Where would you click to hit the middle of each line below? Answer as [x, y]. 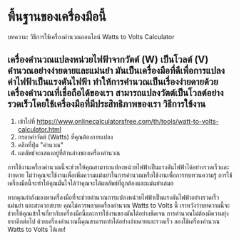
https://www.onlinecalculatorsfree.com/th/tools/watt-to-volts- [128, 121]
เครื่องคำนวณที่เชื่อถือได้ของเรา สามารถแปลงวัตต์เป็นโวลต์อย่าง [116, 93]
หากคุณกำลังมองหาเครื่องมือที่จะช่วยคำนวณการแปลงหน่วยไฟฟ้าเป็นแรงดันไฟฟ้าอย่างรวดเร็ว [113, 197]
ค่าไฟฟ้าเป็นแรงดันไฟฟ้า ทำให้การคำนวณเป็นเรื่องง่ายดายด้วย [113, 82]
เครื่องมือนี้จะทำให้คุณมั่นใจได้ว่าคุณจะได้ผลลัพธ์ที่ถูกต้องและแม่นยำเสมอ [91, 183]
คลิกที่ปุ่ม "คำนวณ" [41, 144]
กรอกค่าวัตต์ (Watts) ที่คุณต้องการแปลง [65, 137]
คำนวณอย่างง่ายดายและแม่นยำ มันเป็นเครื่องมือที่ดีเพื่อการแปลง [116, 71]
